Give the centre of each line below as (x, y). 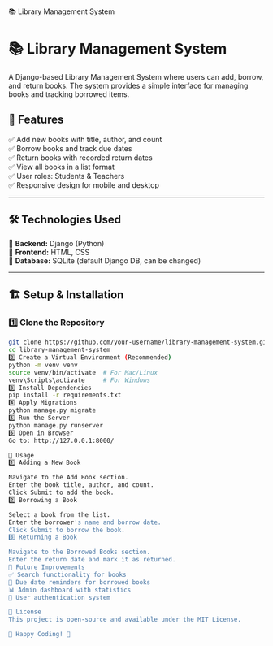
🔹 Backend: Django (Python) (56, 243)
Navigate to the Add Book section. (69, 478)
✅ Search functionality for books (67, 574)
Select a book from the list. (60, 514)
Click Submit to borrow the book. (67, 530)
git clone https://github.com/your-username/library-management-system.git (139, 343)
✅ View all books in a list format (62, 167)
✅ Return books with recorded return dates (80, 158)
